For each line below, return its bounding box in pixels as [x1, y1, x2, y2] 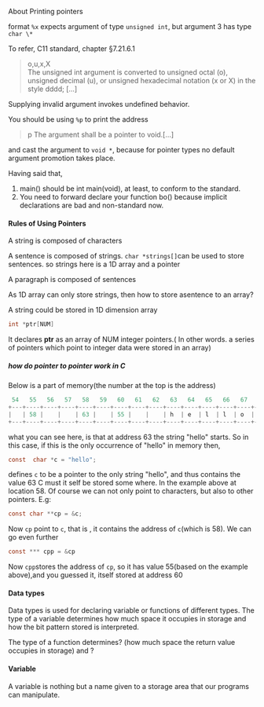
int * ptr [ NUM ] [8, 321, 55, 328]
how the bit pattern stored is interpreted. [8, 622, 140, 632]
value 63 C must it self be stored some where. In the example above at [8, 478, 237, 488]
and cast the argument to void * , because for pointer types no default [8, 145, 235, 154]
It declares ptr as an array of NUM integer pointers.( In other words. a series [8, 335, 255, 344]
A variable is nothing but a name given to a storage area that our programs [8, 681, 250, 691]
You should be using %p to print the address [8, 115, 148, 124]
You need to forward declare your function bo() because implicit [19, 192, 228, 201]
